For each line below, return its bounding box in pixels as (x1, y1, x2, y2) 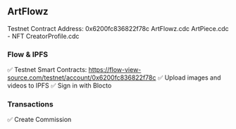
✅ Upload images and (157, 73, 221, 82)
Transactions (7, 99, 54, 109)
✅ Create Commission (7, 116, 72, 124)
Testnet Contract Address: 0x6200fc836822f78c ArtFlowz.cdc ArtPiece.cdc (7, 24, 229, 32)
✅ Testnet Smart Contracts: (7, 66, 87, 74)
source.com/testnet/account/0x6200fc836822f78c (7, 73, 156, 82)
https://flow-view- (88, 66, 142, 74)
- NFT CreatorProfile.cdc (7, 32, 80, 40)
